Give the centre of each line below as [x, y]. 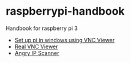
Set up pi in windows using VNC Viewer [65, 40]
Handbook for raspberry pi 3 [42, 28]
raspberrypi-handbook [65, 11]
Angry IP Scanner [37, 53]
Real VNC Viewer [36, 46]
